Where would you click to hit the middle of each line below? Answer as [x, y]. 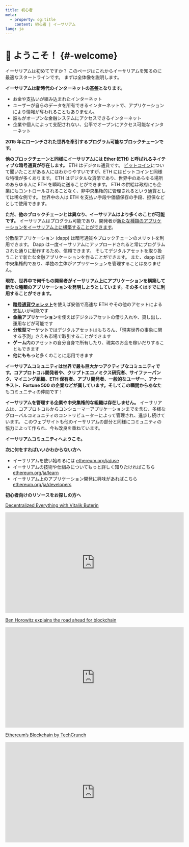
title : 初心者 [19, 10]
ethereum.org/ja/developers [42, 485]
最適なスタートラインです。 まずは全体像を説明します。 [64, 78]
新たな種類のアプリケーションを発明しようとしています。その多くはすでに [83, 287]
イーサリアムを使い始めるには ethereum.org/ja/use [66, 461]
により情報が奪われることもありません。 [55, 112]
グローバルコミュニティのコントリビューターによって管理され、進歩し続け [83, 415]
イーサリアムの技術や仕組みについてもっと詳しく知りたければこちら [84, 467]
